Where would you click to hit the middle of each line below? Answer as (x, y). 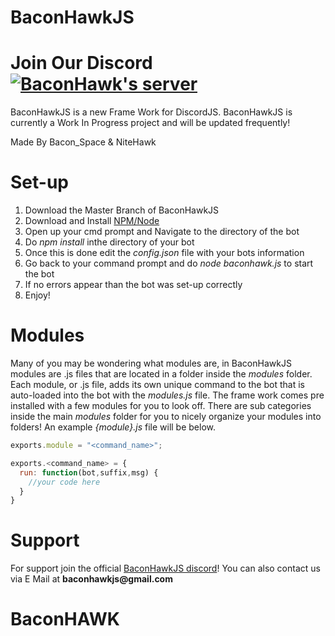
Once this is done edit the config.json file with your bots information (164, 253)
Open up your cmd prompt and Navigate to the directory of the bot (162, 232)
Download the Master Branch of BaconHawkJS (122, 210)
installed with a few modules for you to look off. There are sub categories (161, 405)
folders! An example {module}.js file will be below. (113, 427)
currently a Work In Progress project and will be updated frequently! (150, 123)
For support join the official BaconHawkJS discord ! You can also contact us (165, 568)
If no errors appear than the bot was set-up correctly (133, 285)
